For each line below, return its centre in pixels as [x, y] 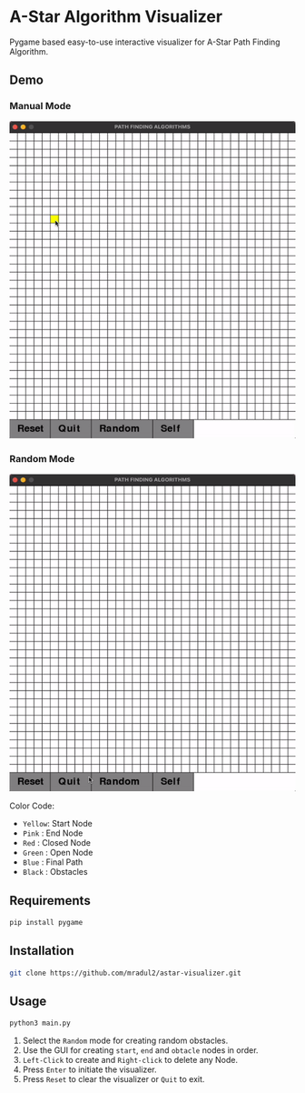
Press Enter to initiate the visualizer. [89, 1069]
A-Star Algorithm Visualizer [116, 17]
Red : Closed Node [56, 843]
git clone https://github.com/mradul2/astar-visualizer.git [126, 973]
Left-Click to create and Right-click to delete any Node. [130, 1060]
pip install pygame [46, 922]
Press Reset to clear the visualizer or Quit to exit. [113, 1079]
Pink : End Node [53, 833]
